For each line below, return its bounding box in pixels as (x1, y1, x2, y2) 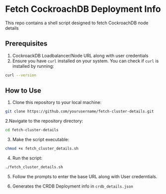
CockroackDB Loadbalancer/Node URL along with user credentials (12, 52, 149, 58)
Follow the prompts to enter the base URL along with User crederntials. (12, 173, 158, 179)
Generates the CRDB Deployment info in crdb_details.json (12, 183, 133, 189)
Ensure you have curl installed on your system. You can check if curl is (12, 58, 159, 64)
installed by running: (12, 63, 55, 69)
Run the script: (12, 155, 43, 161)
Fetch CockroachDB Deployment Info (5, 3, 161, 15)
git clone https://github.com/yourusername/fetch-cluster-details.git (5, 109, 154, 114)
